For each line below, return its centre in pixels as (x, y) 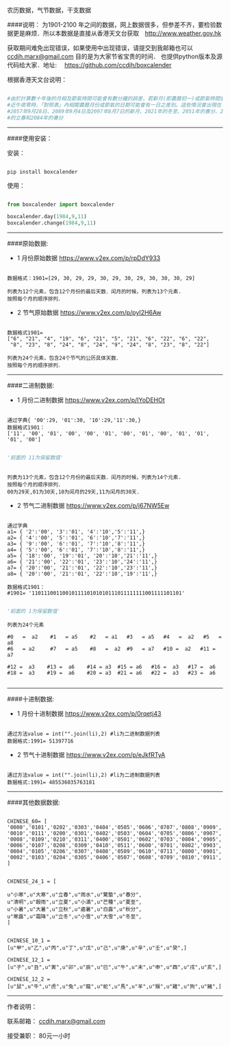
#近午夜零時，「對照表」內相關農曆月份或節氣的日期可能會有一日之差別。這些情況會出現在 (114, 105)
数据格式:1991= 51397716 (40, 741)
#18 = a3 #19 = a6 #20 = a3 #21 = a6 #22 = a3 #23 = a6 (111, 673)
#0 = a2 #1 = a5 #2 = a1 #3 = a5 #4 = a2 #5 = (115, 637)
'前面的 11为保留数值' (35, 458)
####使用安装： (30, 138)
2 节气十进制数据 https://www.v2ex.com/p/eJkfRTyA (91, 754)
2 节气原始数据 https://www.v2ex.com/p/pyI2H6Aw (89, 313)
